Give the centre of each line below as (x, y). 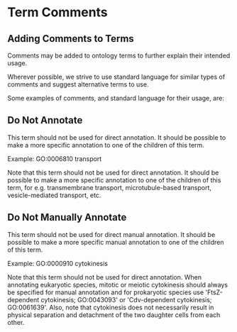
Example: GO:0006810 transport (55, 159)
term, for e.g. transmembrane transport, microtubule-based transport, (109, 187)
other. (16, 322)
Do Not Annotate (45, 120)
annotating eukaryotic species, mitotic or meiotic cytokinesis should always (118, 284)
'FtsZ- (214, 292)
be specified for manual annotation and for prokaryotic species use (106, 292)
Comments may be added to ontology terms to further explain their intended (119, 55)
